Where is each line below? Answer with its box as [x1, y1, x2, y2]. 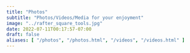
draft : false [6, 32, 40, 38]
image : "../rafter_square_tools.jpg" [6, 20, 103, 26]
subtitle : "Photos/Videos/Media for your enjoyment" [6, 15, 144, 21]
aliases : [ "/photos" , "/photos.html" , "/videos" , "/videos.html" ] [6, 37, 185, 43]
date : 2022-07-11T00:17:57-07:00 [6, 26, 92, 32]
